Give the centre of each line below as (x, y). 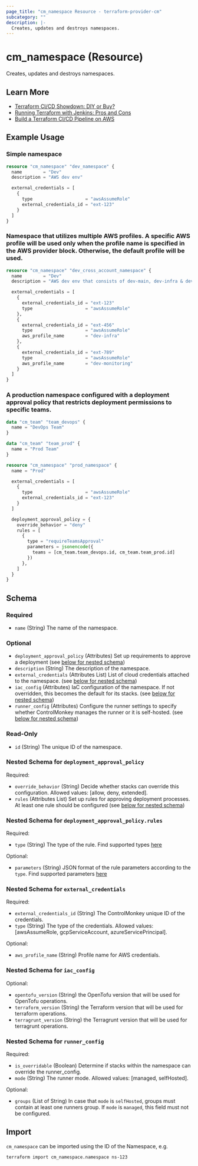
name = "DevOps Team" (38, 428)
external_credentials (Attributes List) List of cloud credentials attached (102, 675)
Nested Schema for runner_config (55, 1041)
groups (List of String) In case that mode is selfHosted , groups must (95, 1101)
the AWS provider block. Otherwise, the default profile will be (95, 251)
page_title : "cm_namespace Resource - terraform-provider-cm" (84, 12)
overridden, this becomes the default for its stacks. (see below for (95, 693)
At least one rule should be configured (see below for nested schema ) (100, 805)
